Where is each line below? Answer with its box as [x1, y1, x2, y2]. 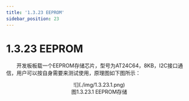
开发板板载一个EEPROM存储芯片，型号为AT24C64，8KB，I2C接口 [17, 62, 178, 69]
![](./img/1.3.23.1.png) [73, 82, 125, 89]
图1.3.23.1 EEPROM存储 [71, 89, 128, 96]
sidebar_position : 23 [6, 15, 60, 22]
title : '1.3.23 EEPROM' [6, 9, 65, 15]
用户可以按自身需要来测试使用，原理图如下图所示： [16, 70, 141, 77]
